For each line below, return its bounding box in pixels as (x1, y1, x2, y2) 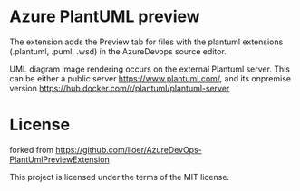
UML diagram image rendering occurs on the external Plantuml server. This (9, 63, 290, 74)
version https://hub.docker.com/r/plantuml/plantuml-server (9, 82, 230, 93)
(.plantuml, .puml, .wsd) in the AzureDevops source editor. (9, 45, 227, 56)
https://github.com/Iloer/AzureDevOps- (55, 144, 202, 155)
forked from (9, 144, 54, 155)
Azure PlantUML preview (9, 6, 201, 27)
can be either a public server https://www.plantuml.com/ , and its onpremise (9, 72, 292, 83)
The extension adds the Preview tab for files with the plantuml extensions (9, 36, 284, 47)
